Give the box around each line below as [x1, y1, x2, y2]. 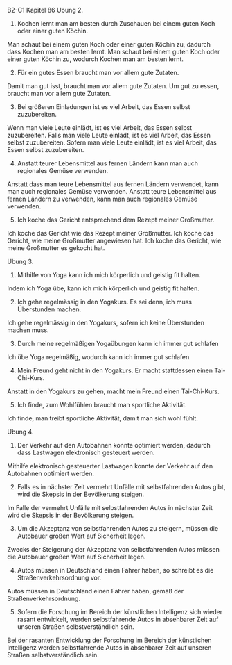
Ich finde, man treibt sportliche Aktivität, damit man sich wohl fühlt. [7, 414, 199, 422]
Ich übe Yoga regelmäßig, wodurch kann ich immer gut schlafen [7, 353, 190, 361]
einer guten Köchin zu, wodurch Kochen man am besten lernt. [7, 55, 184, 63]
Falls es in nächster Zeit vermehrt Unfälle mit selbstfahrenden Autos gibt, [17, 483, 226, 491]
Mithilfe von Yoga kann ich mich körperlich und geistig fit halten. [17, 271, 201, 279]
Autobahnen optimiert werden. [7, 469, 95, 477]
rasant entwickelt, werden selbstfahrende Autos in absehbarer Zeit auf [17, 615, 219, 623]
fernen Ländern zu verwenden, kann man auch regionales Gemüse [7, 195, 198, 203]
